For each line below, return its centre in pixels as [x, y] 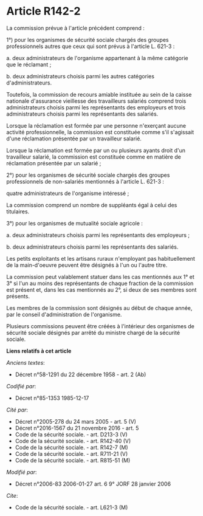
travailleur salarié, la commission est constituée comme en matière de [94, 157]
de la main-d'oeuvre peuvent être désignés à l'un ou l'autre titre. [87, 265]
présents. [18, 296]
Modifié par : [22, 472]
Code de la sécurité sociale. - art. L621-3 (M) [71, 507]
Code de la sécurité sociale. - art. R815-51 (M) [73, 460]
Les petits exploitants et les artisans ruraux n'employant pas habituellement [101, 258]
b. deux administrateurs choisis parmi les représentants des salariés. [92, 247]
